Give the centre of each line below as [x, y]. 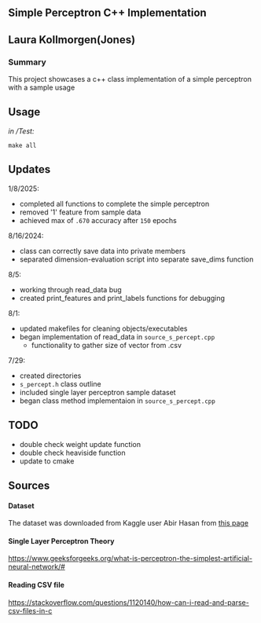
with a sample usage [42, 88]
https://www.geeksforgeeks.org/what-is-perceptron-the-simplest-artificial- [130, 559]
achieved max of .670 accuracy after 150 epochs [98, 220]
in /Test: [21, 131]
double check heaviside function [72, 453]
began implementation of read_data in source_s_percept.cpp [117, 336]
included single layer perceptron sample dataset [97, 392]
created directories [50, 376]
